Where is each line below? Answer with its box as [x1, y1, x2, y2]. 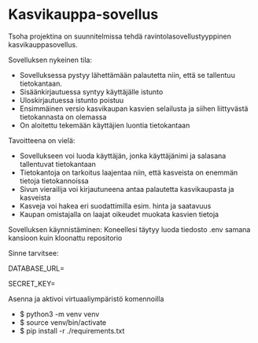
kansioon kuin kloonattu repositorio [8, 233, 123, 242]
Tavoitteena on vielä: [8, 135, 76, 145]
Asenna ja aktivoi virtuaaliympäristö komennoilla [8, 293, 164, 304]
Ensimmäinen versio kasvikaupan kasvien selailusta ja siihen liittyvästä [19, 104, 249, 113]
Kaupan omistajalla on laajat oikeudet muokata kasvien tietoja [19, 209, 219, 219]
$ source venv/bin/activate [19, 317, 107, 327]
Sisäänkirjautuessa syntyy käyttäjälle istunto [19, 87, 164, 96]
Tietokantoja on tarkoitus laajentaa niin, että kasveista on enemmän [19, 168, 238, 177]
